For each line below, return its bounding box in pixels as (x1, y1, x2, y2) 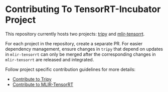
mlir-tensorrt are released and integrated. (5, 56, 94, 62)
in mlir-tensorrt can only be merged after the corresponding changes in (5, 51, 156, 57)
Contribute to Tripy (12, 76, 52, 82)
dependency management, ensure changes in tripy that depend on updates (5, 46, 163, 52)
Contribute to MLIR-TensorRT (12, 81, 74, 87)
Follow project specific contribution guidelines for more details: (5, 66, 136, 72)
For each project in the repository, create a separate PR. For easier (5, 40, 143, 46)
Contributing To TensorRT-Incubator (5, 4, 161, 15)
